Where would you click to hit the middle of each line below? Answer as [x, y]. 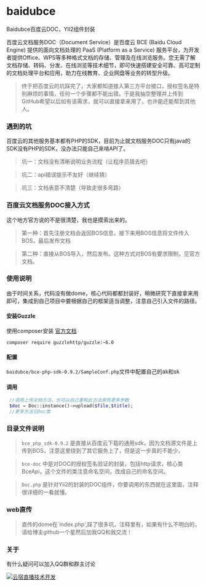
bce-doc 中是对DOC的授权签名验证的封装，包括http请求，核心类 [102, 464]
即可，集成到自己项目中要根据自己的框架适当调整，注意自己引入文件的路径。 [103, 301]
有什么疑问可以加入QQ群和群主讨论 [51, 564]
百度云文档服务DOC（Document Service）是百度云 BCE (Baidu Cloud [94, 42]
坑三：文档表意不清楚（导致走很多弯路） [73, 188]
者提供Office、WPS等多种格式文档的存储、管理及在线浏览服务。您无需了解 [101, 57]
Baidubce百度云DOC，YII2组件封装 [51, 29]
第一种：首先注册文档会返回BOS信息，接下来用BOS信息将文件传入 [105, 233]
